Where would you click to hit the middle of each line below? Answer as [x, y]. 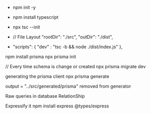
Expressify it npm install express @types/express [57, 106]
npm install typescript [36, 17]
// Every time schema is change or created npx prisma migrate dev [75, 66]
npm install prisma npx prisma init [41, 56]
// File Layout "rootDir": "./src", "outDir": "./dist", [63, 37]
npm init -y [24, 7]
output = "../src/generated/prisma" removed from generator [68, 86]
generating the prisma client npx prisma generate [57, 76]
